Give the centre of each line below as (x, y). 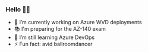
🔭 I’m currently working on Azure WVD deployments (78, 22)
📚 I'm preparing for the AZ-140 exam (60, 29)
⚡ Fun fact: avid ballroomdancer (53, 44)
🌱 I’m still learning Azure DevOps (54, 37)
